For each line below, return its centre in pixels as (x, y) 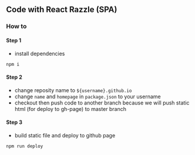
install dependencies (40, 53)
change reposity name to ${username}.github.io (73, 90)
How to (16, 26)
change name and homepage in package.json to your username (88, 96)
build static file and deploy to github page (65, 135)
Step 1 (14, 40)
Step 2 (14, 77)
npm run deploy (25, 146)
